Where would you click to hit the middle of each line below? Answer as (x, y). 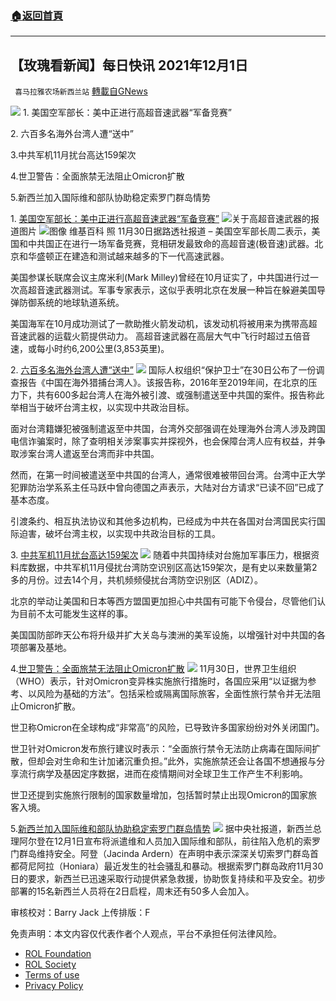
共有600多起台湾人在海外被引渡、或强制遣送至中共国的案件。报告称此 (180, 395)
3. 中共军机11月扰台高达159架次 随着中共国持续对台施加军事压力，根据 (161, 555)
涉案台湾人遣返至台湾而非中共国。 (89, 454)
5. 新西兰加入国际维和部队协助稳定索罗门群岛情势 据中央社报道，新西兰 (161, 829)
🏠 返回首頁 (37, 15)
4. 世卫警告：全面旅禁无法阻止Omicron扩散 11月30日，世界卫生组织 (153, 669)
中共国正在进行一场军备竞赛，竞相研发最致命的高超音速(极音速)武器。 (171, 244)
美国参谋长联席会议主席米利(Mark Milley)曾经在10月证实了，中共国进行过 (160, 278)
